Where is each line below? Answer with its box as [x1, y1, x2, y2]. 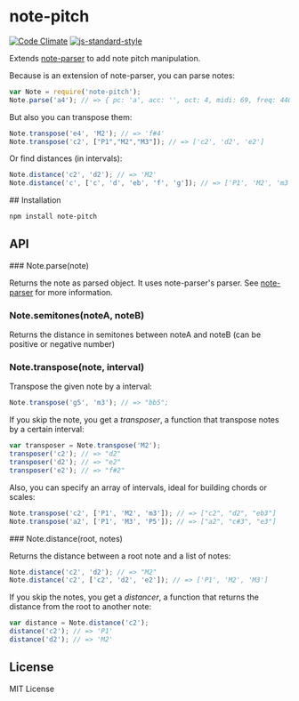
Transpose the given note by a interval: [9, 381, 153, 392]
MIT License [9, 683, 55, 694]
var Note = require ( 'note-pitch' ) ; [9, 87, 141, 96]
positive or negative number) [9, 339, 116, 350]
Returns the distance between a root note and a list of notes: [9, 550, 231, 561]
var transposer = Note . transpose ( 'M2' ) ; [9, 441, 162, 450]
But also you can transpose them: [9, 111, 133, 122]
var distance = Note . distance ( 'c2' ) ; [9, 618, 149, 628]
